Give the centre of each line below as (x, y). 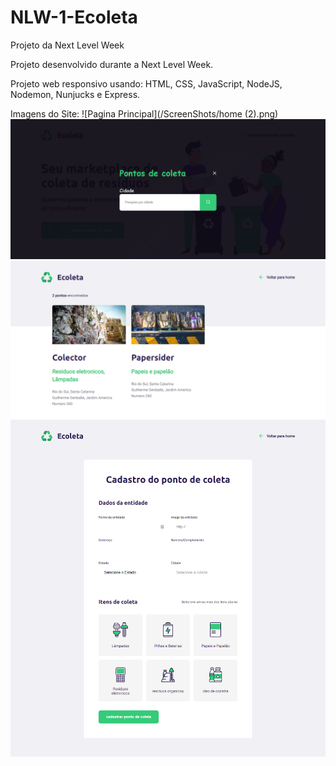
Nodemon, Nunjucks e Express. (75, 94)
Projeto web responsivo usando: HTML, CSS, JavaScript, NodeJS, (146, 83)
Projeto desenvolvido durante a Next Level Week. (112, 64)
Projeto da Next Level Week (67, 45)
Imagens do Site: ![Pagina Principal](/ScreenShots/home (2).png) (144, 113)
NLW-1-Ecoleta (74, 17)
